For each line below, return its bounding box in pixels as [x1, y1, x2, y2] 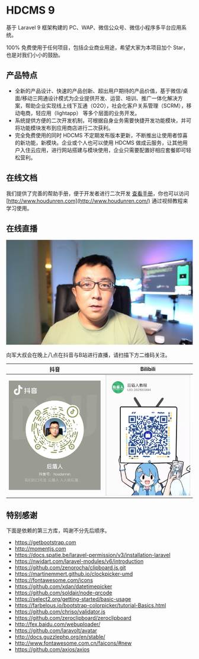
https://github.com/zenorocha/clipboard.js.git [14, 564, 126, 571]
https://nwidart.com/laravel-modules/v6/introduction [14, 558, 144, 565]
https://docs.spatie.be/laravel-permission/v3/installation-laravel [14, 551, 171, 558]
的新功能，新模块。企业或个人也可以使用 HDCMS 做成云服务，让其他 [14, 139, 183, 146]
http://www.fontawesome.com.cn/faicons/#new [14, 639, 132, 647]
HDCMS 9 [6, 4, 55, 17]
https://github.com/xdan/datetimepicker [14, 583, 113, 590]
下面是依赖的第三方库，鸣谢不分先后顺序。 [6, 527, 110, 534]
